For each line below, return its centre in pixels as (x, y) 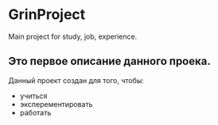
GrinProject (47, 15)
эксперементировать (56, 104)
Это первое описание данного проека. (109, 61)
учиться (33, 96)
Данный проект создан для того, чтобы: (76, 80)
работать (35, 112)
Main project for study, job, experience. (73, 36)
